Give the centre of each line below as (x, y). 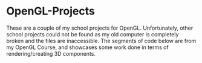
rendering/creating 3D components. (51, 53)
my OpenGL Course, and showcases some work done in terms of (88, 47)
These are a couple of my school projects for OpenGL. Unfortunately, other (100, 28)
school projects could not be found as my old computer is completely (93, 34)
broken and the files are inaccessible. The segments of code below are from (101, 41)
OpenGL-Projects (50, 11)
